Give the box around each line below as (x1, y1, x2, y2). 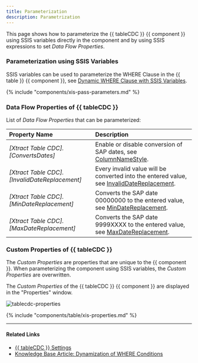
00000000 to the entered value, (95, 197, 184, 205)
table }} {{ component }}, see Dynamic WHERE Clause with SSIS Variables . (6, 77, 187, 84)
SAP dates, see (95, 148, 137, 156)
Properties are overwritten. (6, 271, 71, 278)
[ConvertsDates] (9, 151, 55, 159)
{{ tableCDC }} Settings (14, 344, 72, 351)
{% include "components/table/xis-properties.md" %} (6, 312, 137, 319)
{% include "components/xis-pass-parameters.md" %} (6, 88, 140, 95)
